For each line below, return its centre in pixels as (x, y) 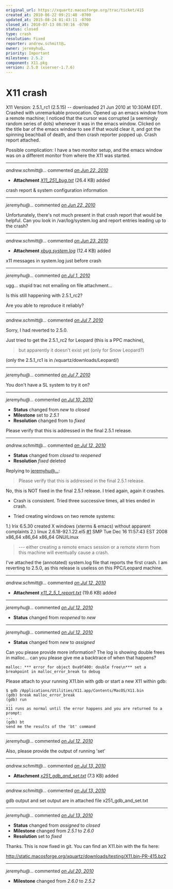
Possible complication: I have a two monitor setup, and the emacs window (84, 150)
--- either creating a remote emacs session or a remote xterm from (89, 547)
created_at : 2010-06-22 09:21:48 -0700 (49, 15)
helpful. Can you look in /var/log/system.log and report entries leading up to (86, 221)
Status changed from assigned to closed (57, 825)
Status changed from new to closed (51, 410)
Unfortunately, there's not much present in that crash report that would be (84, 215)
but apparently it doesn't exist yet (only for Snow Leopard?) (81, 350)
